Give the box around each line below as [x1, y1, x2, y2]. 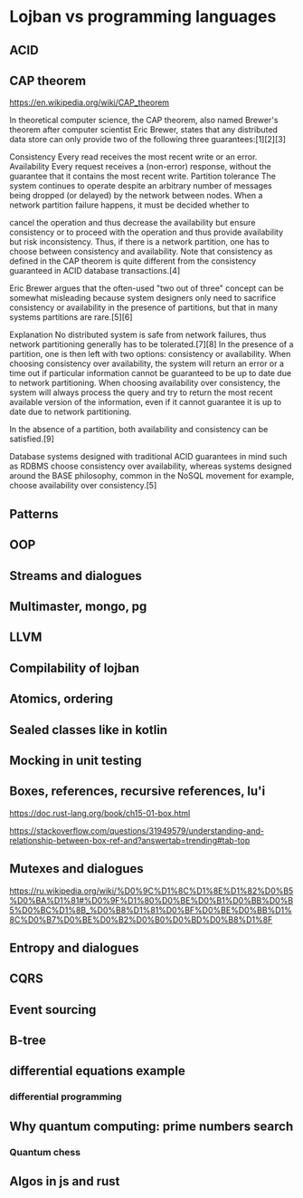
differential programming [9, 1090, 122, 1103]
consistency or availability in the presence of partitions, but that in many [9, 302, 279, 314]
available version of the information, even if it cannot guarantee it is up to [9, 397, 282, 408]
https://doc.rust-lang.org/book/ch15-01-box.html [9, 807, 191, 818]
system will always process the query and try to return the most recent [9, 387, 273, 398]
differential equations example [9, 1063, 185, 1079]
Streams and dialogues [9, 568, 143, 584]
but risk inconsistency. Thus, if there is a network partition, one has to [9, 237, 270, 247]
